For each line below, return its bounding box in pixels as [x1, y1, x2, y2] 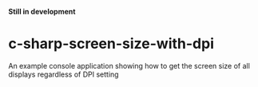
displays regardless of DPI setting [8, 69, 119, 79]
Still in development [8, 7, 76, 16]
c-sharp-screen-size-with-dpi [8, 35, 214, 53]
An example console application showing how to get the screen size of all [8, 61, 250, 70]
